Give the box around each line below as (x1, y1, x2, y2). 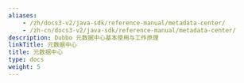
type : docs (8, 56, 45, 64)
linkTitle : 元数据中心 (8, 41, 78, 49)
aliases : (8, 11, 37, 20)
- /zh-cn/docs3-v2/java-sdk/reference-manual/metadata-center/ (22, 26, 237, 34)
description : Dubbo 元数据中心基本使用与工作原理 (8, 33, 159, 42)
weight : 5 (8, 63, 41, 71)
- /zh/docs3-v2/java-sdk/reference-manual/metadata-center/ (22, 19, 226, 27)
